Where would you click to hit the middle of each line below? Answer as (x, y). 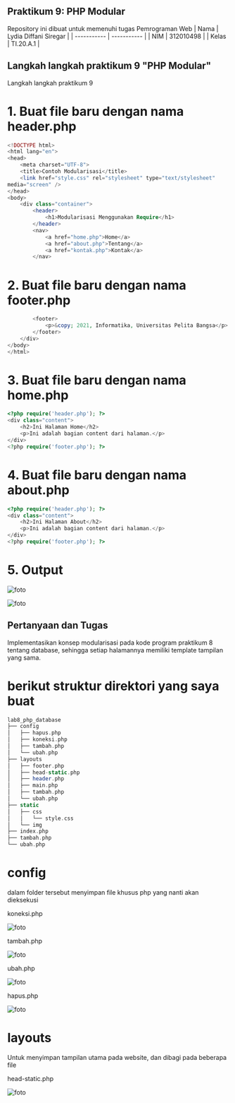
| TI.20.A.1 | (24, 43)
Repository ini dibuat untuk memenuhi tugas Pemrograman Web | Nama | (113, 28)
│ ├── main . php (33, 786)
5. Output (35, 570)
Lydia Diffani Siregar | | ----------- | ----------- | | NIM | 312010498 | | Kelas (117, 36)
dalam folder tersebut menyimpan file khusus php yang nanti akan (103, 892)
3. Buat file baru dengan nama (97, 380)
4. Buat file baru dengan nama (97, 475)
